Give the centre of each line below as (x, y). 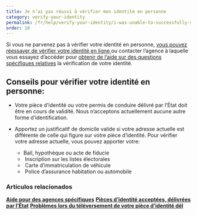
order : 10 (18, 28)
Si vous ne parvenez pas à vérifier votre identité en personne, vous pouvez (97, 45)
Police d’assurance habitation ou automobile (78, 172)
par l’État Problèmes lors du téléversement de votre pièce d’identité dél (95, 206)
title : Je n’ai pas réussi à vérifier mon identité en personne (86, 11)
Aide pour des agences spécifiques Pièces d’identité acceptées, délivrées (98, 200)
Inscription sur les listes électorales (67, 159)
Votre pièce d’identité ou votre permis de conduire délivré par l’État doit (101, 105)
